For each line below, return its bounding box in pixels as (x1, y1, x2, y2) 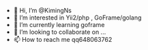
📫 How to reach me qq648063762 (13, 36, 113, 43)
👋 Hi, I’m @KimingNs (13, 7, 72, 14)
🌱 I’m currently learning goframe (13, 21, 105, 28)
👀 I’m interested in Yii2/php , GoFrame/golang (13, 14, 142, 22)
